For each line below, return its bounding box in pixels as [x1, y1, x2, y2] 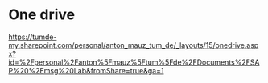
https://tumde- [8, 32, 57, 41]
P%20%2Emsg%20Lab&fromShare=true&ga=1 [8, 65, 164, 75]
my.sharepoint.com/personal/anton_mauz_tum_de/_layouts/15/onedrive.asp [8, 40, 259, 49]
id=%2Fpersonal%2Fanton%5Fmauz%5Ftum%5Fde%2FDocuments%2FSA [8, 57, 260, 67]
